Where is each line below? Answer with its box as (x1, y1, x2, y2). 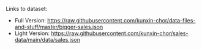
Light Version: (14, 30, 50, 37)
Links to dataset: (6, 5, 48, 12)
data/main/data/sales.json (14, 36, 81, 43)
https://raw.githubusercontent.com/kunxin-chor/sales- (51, 30, 189, 37)
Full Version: (14, 17, 47, 24)
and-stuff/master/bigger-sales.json (14, 24, 103, 30)
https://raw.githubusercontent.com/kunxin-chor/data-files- (47, 17, 196, 24)
